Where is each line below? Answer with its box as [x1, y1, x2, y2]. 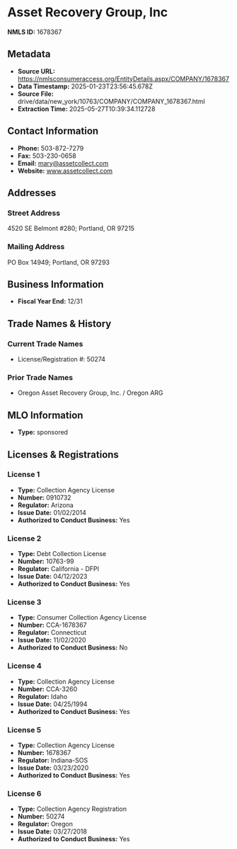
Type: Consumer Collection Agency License [17, 613, 147, 622]
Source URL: [17, 67, 55, 75]
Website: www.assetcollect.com [17, 166, 113, 175]
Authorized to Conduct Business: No [17, 643, 128, 652]
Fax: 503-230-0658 [17, 151, 76, 160]
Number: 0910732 [17, 493, 72, 502]
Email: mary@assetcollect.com [17, 158, 109, 167]
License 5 [7, 724, 42, 734]
